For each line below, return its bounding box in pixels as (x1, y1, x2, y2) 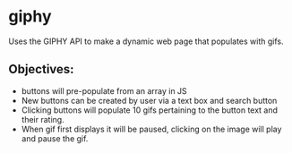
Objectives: (8, 62, 74, 77)
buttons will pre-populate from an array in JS (21, 85, 187, 96)
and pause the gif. (21, 132, 89, 144)
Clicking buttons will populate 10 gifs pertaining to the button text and (21, 105, 279, 115)
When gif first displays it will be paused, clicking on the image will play (21, 123, 282, 134)
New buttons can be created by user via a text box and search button (21, 95, 278, 106)
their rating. (21, 114, 64, 124)
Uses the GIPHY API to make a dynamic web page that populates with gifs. (8, 36, 284, 47)
